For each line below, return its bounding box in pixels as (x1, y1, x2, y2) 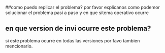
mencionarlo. (5, 43, 33, 49)
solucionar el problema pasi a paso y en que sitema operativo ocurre (5, 10, 149, 16)
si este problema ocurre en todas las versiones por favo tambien (5, 37, 140, 43)
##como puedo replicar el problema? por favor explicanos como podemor (5, 5, 160, 10)
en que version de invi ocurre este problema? (5, 24, 151, 33)
